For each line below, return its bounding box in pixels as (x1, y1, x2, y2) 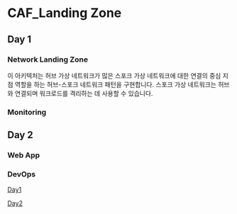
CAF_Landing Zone (7, 5, 122, 21)
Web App (7, 150, 40, 160)
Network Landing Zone (7, 55, 89, 64)
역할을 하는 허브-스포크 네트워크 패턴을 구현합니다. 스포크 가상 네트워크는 (14, 80, 216, 89)
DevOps (7, 169, 36, 179)
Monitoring (7, 107, 47, 117)
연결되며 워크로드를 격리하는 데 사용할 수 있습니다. (14, 89, 153, 97)
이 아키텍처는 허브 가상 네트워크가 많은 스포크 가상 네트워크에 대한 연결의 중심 (7, 71, 221, 79)
